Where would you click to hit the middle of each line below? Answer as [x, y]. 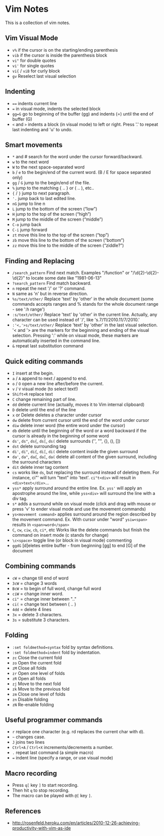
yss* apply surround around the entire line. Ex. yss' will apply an [77, 488]
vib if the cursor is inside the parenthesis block [60, 55]
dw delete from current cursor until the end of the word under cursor [81, 420]
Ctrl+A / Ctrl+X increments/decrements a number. [63, 748]
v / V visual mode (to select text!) [45, 389]
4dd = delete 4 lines [32, 609]
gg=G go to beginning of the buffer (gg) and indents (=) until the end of [83, 114]
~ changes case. [29, 737]
